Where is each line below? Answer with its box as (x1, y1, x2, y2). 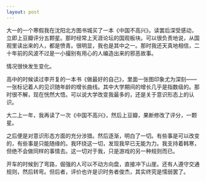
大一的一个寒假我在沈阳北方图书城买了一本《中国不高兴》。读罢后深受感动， (6, 26, 197, 34)
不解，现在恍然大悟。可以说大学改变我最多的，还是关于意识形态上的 (17, 90, 189, 98)
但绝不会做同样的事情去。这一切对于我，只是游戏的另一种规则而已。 (6, 147, 178, 155)
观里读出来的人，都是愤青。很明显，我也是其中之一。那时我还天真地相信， (6, 42, 194, 49)
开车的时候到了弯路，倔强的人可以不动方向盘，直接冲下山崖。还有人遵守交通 (6, 160, 200, 168)
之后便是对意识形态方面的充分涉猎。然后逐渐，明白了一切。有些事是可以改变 (6, 132, 200, 139)
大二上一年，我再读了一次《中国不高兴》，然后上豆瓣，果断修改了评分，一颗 (6, 111, 197, 119)
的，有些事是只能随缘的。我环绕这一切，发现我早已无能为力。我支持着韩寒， (6, 139, 200, 147)
